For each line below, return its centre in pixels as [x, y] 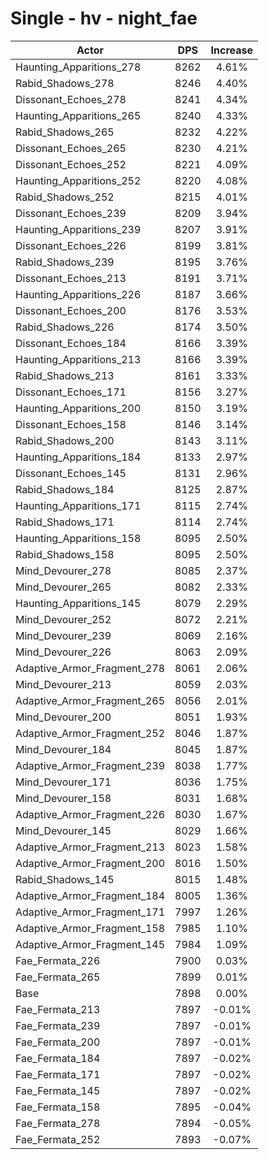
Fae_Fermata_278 [58, 1123]
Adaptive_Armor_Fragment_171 [90, 912]
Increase [232, 50]
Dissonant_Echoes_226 [71, 245]
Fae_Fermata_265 [58, 977]
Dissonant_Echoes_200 [71, 310]
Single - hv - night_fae [104, 18]
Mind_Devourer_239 [63, 635]
